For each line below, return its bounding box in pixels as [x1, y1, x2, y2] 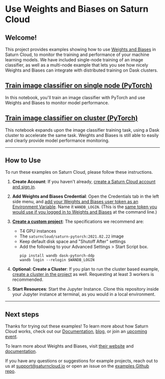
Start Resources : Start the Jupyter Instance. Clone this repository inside [12, 286, 159, 292]
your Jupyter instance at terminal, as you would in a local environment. [12, 291, 156, 298]
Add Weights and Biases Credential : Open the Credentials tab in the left [12, 193, 159, 199]
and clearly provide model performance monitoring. [5, 137, 110, 143]
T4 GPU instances [19, 228, 56, 234]
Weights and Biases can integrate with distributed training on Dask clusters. [5, 67, 158, 73]
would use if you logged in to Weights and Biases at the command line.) [12, 209, 157, 215]
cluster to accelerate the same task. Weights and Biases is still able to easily [5, 132, 159, 138]
